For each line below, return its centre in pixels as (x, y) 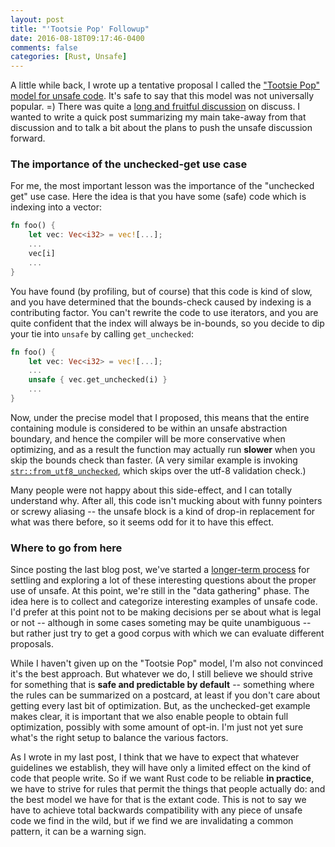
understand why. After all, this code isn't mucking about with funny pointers (166, 500)
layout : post (37, 19)
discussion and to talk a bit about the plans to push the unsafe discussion (161, 128)
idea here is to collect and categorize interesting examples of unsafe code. (164, 602)
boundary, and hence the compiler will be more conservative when (148, 438)
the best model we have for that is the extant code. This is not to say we (158, 800)
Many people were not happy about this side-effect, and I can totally (151, 490)
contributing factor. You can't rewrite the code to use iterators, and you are (164, 312)
